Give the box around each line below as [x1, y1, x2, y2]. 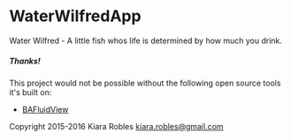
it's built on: [9, 86, 52, 98]
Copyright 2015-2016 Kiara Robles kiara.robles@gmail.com [9, 121, 224, 131]
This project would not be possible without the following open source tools [9, 77, 281, 88]
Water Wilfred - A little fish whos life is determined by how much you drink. [9, 35, 283, 46]
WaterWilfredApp [9, 6, 142, 26]
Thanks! [9, 55, 42, 66]
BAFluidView [21, 104, 69, 114]
